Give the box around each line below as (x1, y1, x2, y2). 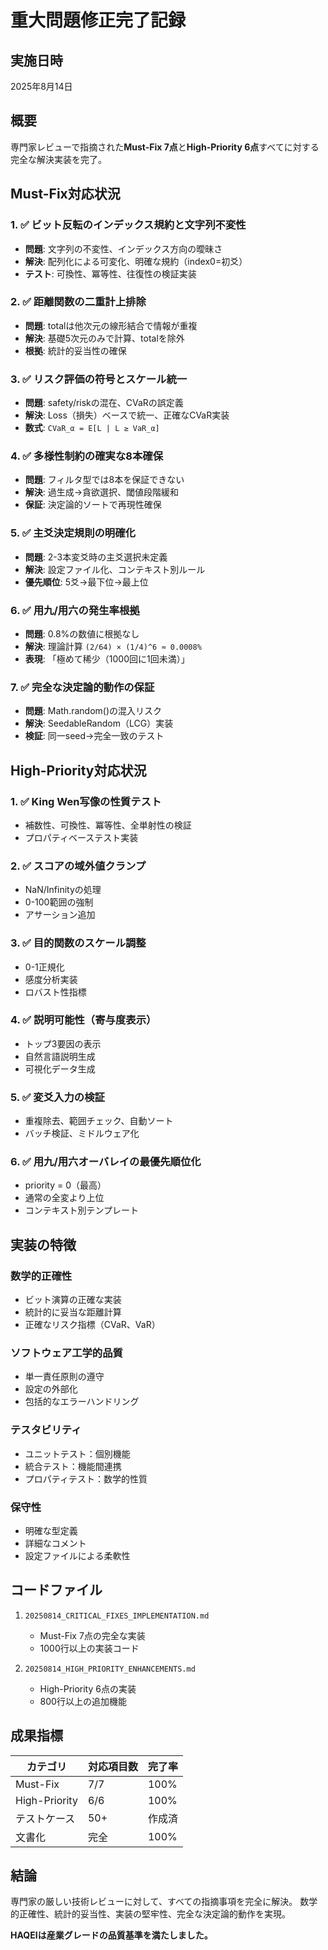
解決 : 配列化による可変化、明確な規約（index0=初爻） (24, 255, 248, 267)
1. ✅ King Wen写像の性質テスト (10, 794, 162, 808)
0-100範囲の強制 (24, 896, 94, 908)
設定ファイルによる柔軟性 (24, 1550, 131, 1562)
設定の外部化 (24, 1383, 78, 1395)
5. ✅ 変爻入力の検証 (10, 1090, 105, 1104)
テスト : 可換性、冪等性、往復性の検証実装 (24, 267, 197, 280)
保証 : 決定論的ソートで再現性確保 (24, 499, 162, 511)
